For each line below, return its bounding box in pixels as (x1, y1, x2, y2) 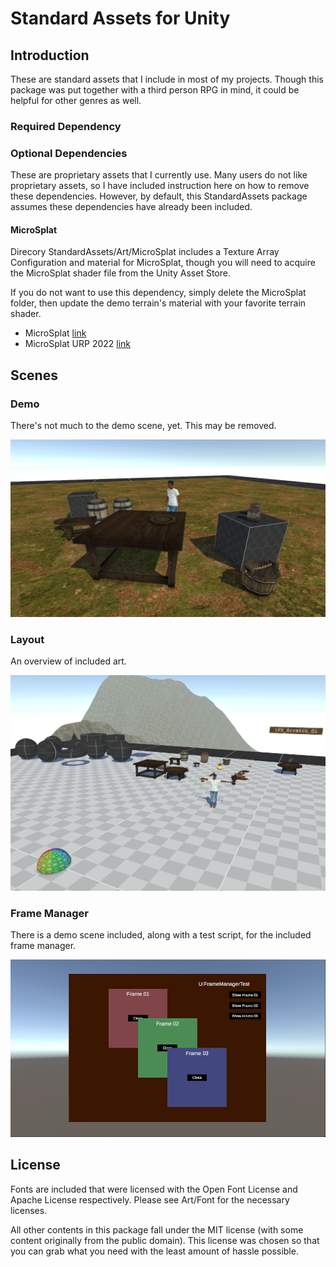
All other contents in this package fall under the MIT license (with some (10, 1223, 304, 1236)
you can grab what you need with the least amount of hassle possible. (10, 1245, 299, 1257)
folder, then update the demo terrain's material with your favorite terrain (10, 297, 307, 309)
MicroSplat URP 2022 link (24, 338, 132, 350)
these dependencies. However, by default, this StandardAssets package (10, 190, 308, 202)
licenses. (10, 1204, 48, 1216)
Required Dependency (10, 119, 122, 133)
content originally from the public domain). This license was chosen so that (10, 1234, 320, 1246)
